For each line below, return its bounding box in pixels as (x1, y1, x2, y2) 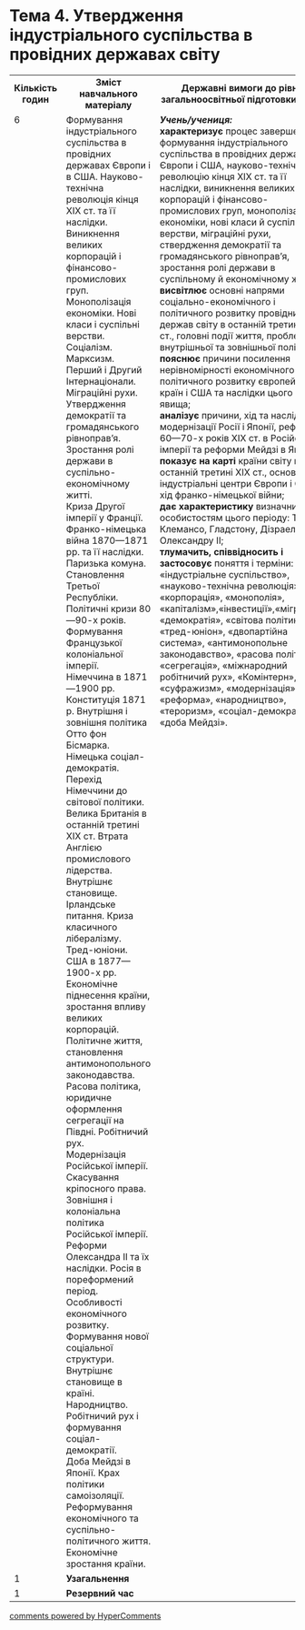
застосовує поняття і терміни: (159, 557, 294, 569)
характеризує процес (159, 125, 259, 137)
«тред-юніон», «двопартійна (159, 625, 289, 638)
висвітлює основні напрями (159, 284, 285, 297)
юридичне (65, 1091, 112, 1103)
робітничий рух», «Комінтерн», (159, 670, 297, 683)
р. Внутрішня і (65, 704, 129, 717)
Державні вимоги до (181, 81, 277, 94)
